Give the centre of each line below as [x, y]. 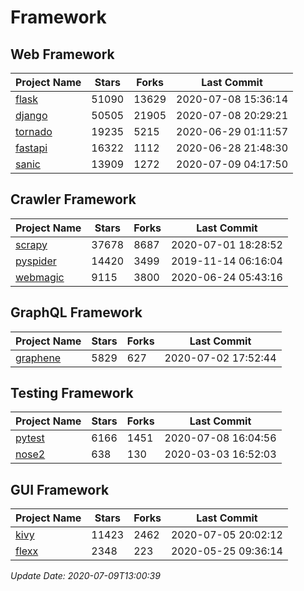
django [31, 115]
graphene [38, 358]
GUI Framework [60, 489]
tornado [34, 131]
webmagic [40, 277]
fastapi [31, 148]
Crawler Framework [73, 199]
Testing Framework [72, 393]
